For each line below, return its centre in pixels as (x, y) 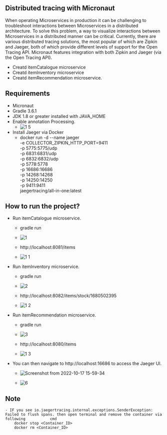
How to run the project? (42, 206)
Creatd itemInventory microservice (48, 72)
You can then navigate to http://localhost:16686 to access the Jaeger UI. (87, 363)
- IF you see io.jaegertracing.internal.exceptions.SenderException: (79, 410)
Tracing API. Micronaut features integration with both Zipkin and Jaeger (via (83, 52)
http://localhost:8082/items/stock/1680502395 (68, 296)
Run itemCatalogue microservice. (47, 218)
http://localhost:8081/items (48, 247)
